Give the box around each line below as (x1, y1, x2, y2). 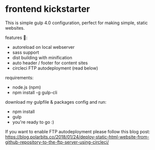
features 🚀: (5, 35, 28, 40)
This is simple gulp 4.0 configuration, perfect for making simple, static (5, 20, 148, 26)
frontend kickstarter (5, 3, 90, 15)
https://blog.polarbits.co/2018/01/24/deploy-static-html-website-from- (5, 134, 150, 140)
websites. (5, 25, 25, 31)
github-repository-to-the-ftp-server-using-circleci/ (5, 139, 109, 145)
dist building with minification (12, 54, 73, 60)
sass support (12, 49, 40, 55)
